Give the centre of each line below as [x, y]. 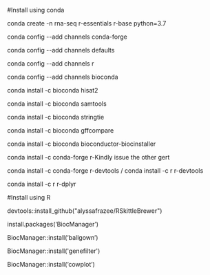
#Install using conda [36, 10]
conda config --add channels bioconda [63, 77]
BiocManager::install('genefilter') [54, 251]
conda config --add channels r [51, 64]
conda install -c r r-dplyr [42, 184]
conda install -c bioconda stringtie [56, 117]
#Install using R [29, 197]
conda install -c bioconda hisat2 [53, 90]
